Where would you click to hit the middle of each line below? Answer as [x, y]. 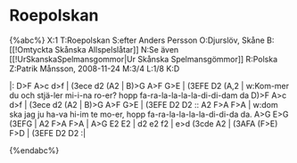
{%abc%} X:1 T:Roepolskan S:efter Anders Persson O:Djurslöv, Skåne [137, 40]
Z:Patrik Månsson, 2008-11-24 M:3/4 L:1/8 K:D [95, 69]
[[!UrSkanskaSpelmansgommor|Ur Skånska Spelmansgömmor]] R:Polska [144, 59]
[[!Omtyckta [31, 49]
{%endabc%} [34, 150]
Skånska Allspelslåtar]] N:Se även [117, 49]
